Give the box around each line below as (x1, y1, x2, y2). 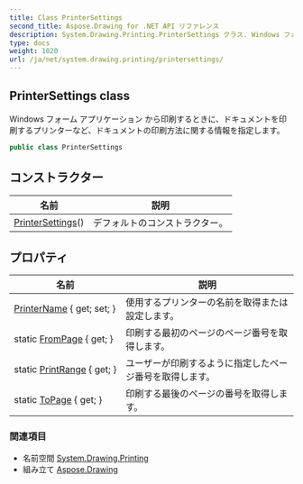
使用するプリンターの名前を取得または (125, 297, 289, 309)
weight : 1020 (9, 47, 59, 56)
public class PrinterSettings (9, 142, 124, 151)
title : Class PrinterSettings (9, 13, 124, 23)
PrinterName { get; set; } (14, 303, 116, 315)
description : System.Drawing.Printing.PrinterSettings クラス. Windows (9, 30, 280, 39)
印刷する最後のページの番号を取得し (125, 388, 280, 400)
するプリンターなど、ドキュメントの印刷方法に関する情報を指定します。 (16, 124, 285, 135)
